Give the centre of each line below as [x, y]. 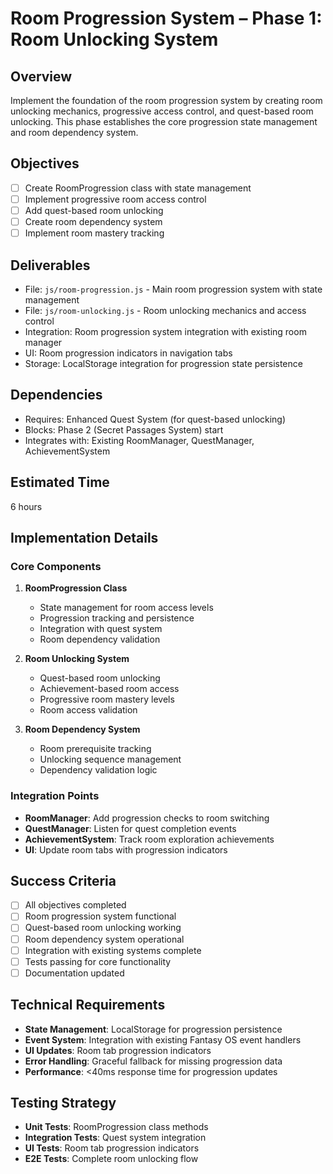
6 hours [26, 506]
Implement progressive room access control [115, 199]
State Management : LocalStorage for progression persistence [153, 1029]
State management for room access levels [126, 608]
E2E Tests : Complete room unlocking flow [111, 1159]
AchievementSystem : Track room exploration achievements [149, 839]
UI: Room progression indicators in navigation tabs [128, 353]
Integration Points [55, 796]
